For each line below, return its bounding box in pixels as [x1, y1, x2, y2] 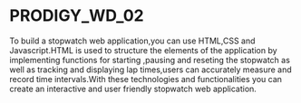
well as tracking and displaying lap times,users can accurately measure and [9, 64, 292, 75]
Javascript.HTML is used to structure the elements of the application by [9, 44, 278, 55]
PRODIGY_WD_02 [9, 5, 144, 26]
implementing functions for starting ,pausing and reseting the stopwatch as [9, 54, 290, 65]
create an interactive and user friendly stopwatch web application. [9, 83, 257, 94]
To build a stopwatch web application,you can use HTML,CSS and [9, 35, 256, 46]
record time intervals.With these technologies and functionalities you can [9, 73, 283, 84]
